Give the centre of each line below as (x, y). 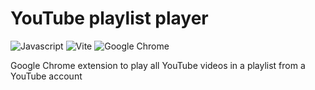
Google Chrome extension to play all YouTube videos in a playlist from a (158, 65)
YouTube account (46, 76)
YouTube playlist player (109, 18)
